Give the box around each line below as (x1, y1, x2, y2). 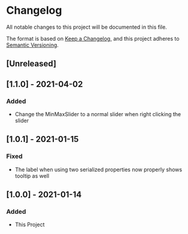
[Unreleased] (6, 59, 57, 69)
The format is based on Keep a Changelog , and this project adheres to (6, 35, 180, 42)
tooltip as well (14, 172, 50, 180)
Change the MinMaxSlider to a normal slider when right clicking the (14, 111, 181, 118)
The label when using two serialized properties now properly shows (14, 166, 183, 173)
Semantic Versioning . (6, 41, 59, 48)
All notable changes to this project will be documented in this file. (6, 23, 168, 31)
